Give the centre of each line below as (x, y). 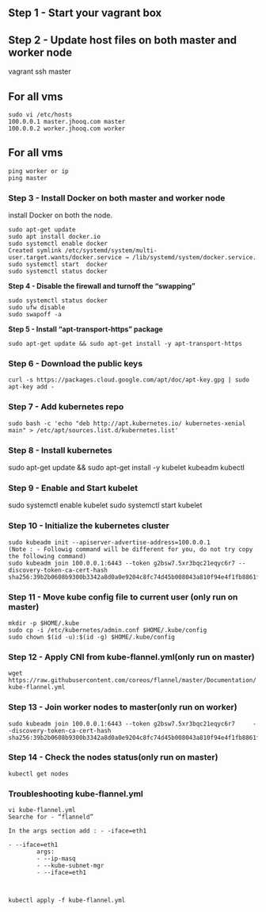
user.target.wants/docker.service (65, 258)
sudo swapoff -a (35, 315)
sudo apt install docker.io (55, 237)
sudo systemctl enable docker (58, 244)
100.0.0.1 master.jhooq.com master (67, 122)
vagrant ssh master (40, 71)
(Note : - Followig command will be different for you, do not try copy (131, 549)
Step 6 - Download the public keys (76, 364)
